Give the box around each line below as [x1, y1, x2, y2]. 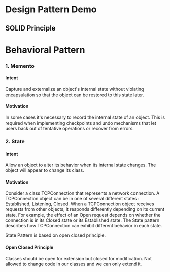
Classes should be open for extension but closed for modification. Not [5, 255, 152, 261]
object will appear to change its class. [5, 167, 85, 173]
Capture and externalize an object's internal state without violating [5, 86, 144, 92]
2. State [5, 138, 25, 145]
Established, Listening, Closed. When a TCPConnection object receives [5, 201, 154, 207]
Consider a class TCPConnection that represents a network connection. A [5, 190, 160, 196]
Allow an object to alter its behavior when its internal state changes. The [5, 162, 156, 168]
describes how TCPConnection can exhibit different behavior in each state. [5, 223, 162, 229]
